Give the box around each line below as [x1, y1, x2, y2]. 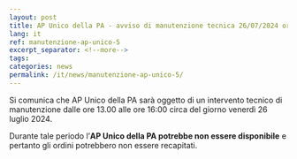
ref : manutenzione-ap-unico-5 [9, 37, 121, 47]
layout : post [9, 12, 57, 22]
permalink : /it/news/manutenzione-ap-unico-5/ [9, 71, 184, 79]
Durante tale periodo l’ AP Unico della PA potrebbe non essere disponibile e [9, 130, 287, 141]
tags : [9, 54, 29, 63]
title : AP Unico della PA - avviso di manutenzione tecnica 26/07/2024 [9, 21, 278, 30]
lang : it [9, 29, 42, 38]
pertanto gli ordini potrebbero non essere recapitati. [9, 140, 198, 150]
